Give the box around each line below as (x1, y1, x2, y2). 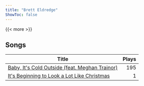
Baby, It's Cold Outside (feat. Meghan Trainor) (8, 64, 118, 71)
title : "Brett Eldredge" (5, 7, 58, 13)
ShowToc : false (5, 12, 38, 17)
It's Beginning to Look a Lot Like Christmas (8, 72, 110, 79)
